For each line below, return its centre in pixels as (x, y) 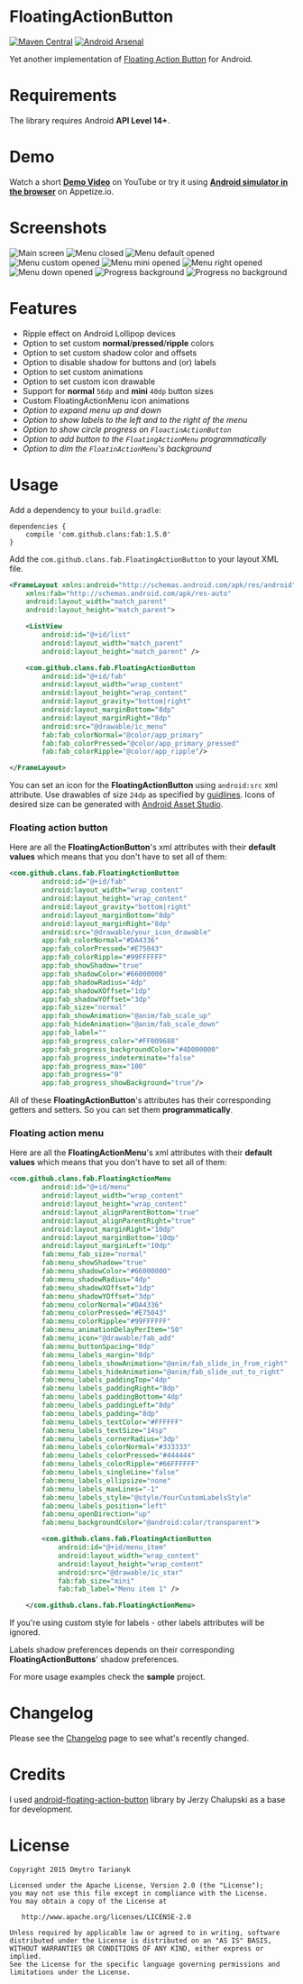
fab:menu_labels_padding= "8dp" (101, 1413)
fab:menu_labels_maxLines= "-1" (101, 1489)
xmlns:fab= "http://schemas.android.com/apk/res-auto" (129, 593)
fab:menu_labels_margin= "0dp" (98, 1355)
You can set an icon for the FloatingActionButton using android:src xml (143, 785)
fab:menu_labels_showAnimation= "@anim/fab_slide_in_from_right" (165, 1364)
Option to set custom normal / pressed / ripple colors (118, 343)
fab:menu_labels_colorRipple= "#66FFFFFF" (121, 1464)
